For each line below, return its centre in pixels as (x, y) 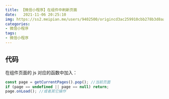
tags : (11, 33)
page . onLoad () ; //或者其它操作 (36, 91)
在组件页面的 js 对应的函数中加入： (41, 72)
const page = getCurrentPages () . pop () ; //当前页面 (58, 82)
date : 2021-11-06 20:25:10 (36, 15)
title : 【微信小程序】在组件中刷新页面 (41, 10)
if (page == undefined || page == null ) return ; (57, 87)
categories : (18, 24)
